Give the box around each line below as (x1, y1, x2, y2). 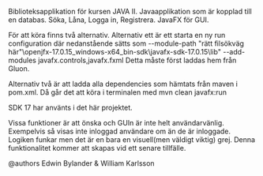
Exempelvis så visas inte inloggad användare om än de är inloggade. (8, 126, 231, 136)
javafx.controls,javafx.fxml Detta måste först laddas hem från (38, 55, 237, 65)
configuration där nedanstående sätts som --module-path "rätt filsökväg (8, 39, 245, 48)
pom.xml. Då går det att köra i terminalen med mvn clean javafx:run (8, 88, 227, 97)
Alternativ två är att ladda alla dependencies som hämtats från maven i (8, 79, 239, 88)
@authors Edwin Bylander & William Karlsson (8, 159, 156, 168)
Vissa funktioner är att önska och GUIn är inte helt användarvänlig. (8, 118, 225, 127)
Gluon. (8, 64, 30, 73)
